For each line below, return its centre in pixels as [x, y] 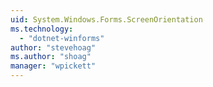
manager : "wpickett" [53, 66]
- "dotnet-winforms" [62, 38]
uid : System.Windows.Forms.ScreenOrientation [106, 19]
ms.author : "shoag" [51, 57]
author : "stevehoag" [53, 47]
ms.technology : [42, 29]
